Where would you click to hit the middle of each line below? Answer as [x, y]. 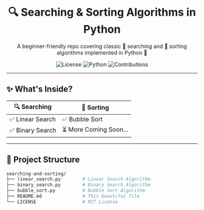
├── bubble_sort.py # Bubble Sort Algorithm [76, 191]
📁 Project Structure [43, 160]
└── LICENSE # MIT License [62, 202]
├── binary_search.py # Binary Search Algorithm [78, 185]
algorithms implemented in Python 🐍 [102, 52]
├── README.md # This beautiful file [73, 196]
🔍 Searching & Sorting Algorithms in [102, 12]
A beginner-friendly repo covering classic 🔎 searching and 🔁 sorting [102, 46]
